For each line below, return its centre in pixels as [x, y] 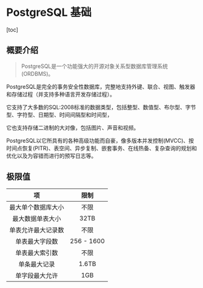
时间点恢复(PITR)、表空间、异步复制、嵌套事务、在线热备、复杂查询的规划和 [101, 148]
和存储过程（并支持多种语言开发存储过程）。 [61, 94]
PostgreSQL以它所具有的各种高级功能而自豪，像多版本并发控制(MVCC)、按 [100, 140]
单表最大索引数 [37, 253]
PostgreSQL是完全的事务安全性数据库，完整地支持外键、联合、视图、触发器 [101, 86]
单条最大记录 [37, 264]
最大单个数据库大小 [37, 207]
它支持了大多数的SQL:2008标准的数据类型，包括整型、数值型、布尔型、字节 [101, 107]
